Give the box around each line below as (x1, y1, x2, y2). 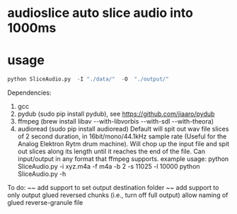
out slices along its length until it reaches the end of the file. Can (17, 147, 206, 155)
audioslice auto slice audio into (7, 5, 193, 21)
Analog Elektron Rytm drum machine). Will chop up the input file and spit (17, 140, 230, 148)
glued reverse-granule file (7, 198, 83, 206)
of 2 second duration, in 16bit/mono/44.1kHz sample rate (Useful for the (17, 132, 227, 141)
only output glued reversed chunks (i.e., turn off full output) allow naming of (7, 191, 229, 199)
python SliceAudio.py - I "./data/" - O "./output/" (7, 76, 170, 83)
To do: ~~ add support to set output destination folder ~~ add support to (7, 184, 219, 191)
